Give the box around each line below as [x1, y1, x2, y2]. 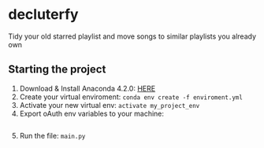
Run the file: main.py [19, 131, 86, 140]
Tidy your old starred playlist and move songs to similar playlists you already [8, 31, 257, 41]
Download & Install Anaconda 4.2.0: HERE [19, 83, 156, 93]
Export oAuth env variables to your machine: [19, 109, 164, 118]
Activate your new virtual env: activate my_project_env [19, 100, 200, 109]
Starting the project [8, 63, 106, 76]
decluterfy [8, 6, 79, 24]
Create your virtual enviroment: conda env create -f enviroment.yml [19, 92, 243, 102]
